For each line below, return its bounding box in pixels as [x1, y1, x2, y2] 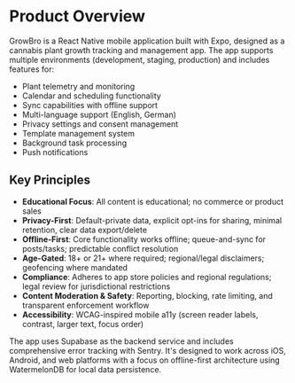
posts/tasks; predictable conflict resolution [21, 243, 179, 254]
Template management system [21, 128, 136, 138]
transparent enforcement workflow [21, 300, 150, 310]
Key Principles [9, 173, 91, 188]
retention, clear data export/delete [21, 224, 148, 235]
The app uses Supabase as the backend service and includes [9, 335, 234, 347]
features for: [9, 64, 55, 74]
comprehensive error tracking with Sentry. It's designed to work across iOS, [9, 345, 286, 356]
